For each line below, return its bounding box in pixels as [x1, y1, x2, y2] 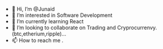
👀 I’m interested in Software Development [11, 12, 113, 19]
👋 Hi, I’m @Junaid [11, 6, 55, 12]
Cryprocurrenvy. [117, 24, 157, 31]
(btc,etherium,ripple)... [11, 30, 66, 37]
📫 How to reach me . [11, 37, 64, 44]
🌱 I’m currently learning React [11, 18, 84, 24]
